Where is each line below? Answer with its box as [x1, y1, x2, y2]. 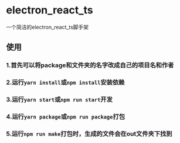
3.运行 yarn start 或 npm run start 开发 [6, 96, 113, 104]
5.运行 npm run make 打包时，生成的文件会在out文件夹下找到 [6, 130, 172, 138]
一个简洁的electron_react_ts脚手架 [6, 23, 89, 30]
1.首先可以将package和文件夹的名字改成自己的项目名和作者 [6, 61, 174, 69]
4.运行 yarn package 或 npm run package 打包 [6, 113, 125, 121]
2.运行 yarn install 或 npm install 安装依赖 [6, 78, 125, 86]
